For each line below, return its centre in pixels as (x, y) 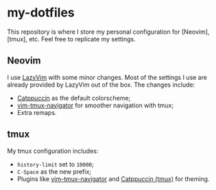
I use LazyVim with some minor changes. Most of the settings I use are (107, 77)
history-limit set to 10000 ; (55, 164)
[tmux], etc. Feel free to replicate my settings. (71, 39)
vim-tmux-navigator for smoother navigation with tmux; (95, 105)
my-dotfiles (41, 13)
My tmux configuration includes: (53, 151)
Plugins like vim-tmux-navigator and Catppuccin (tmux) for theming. (113, 179)
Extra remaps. (37, 112)
